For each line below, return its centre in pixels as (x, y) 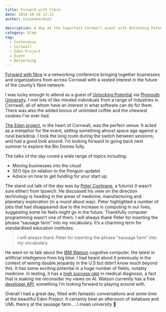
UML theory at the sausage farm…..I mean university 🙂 (61, 304)
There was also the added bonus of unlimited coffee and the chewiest (76, 111)
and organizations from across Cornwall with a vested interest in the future (81, 80)
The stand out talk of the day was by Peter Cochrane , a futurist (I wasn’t (79, 186)
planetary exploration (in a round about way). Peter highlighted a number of (82, 202)
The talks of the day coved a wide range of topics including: (66, 156)
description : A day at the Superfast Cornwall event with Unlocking (77, 28)
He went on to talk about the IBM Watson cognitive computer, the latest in (80, 252)
